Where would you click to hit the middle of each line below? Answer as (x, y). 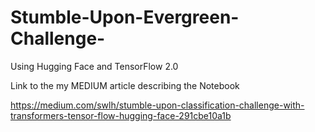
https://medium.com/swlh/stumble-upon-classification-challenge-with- (157, 105)
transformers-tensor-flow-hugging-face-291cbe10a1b (121, 115)
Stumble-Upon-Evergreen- (125, 17)
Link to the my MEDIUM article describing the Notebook (125, 85)
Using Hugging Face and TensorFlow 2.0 (94, 66)
